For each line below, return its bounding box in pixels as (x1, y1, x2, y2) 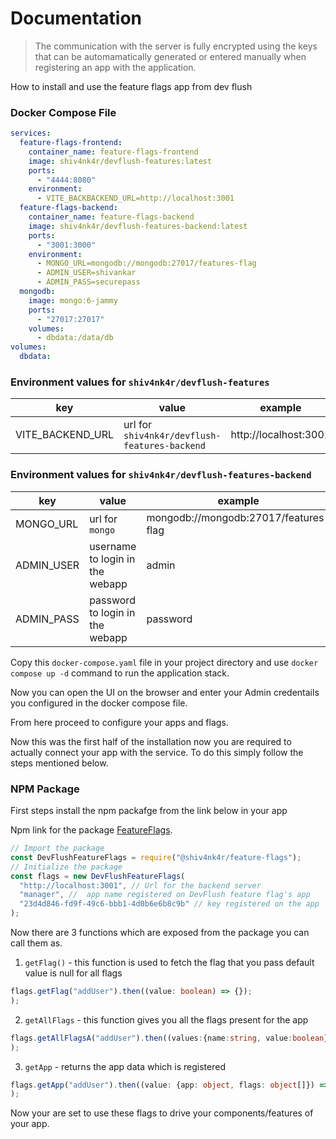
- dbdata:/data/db (36, 333, 114, 343)
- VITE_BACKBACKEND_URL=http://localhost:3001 (36, 193, 235, 204)
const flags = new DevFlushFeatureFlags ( (10, 871, 186, 881)
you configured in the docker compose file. (10, 697, 188, 709)
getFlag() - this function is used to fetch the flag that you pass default (24, 957, 315, 968)
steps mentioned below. (10, 757, 109, 769)
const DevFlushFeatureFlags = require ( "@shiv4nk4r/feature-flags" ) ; (10, 852, 302, 862)
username (89, 539, 137, 553)
